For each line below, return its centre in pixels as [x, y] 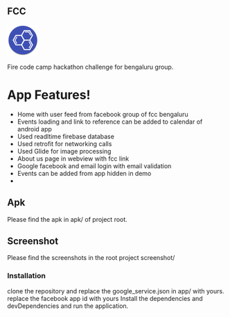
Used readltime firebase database [65, 136]
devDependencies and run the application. [68, 306]
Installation [27, 276]
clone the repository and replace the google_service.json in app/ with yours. [116, 291]
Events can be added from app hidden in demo [84, 173]
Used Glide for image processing [64, 151]
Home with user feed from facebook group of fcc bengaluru [103, 114]
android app [34, 129]
